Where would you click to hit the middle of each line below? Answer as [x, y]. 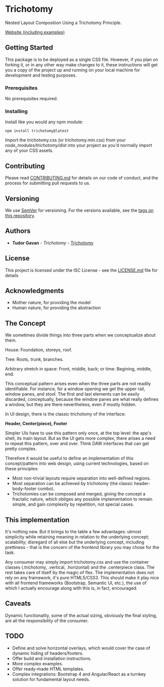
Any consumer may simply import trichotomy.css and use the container [77, 562]
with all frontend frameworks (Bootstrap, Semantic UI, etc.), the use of [76, 583]
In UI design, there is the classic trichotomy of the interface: [65, 414]
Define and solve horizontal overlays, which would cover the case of [81, 648]
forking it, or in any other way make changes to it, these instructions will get [82, 64]
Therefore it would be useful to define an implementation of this [69, 458]
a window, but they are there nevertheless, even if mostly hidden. [71, 404]
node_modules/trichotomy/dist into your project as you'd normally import [79, 145]
